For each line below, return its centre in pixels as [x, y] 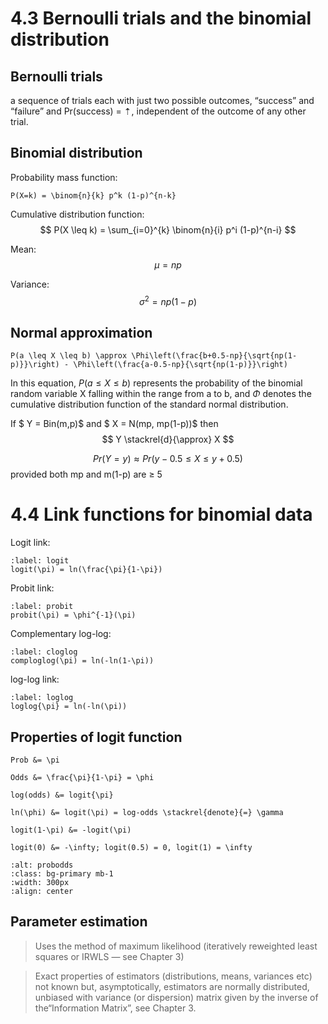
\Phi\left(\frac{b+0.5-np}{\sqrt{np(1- [214, 356]
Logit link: [30, 543]
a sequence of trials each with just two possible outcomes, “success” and [162, 100]
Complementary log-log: [61, 634]
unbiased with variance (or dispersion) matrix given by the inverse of [176, 997]
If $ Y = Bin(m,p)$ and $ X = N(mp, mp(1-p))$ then [114, 424]
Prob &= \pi [35, 760]
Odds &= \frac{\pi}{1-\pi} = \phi [82, 778]
